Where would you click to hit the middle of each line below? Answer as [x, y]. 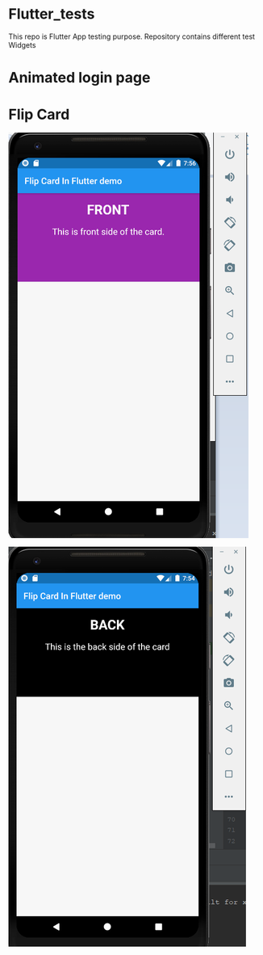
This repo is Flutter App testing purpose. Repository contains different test [132, 36]
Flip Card [39, 115]
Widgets [22, 44]
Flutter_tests [52, 14]
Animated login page [79, 78]
